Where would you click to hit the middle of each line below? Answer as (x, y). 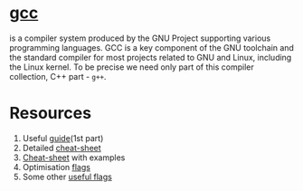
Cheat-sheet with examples (74, 158)
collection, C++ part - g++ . (58, 76)
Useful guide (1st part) (63, 138)
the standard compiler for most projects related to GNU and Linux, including (151, 57)
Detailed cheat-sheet (62, 148)
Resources (51, 114)
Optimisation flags (56, 167)
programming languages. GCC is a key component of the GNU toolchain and (151, 47)
